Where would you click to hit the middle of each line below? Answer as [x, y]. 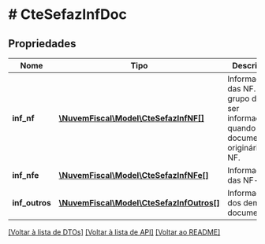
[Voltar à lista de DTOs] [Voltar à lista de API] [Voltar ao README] [114, 232]
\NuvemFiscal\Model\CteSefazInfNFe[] [134, 175]
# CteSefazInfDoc [68, 15]
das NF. [242, 89]
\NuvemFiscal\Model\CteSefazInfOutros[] [139, 203]
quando [242, 128]
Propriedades [42, 44]
